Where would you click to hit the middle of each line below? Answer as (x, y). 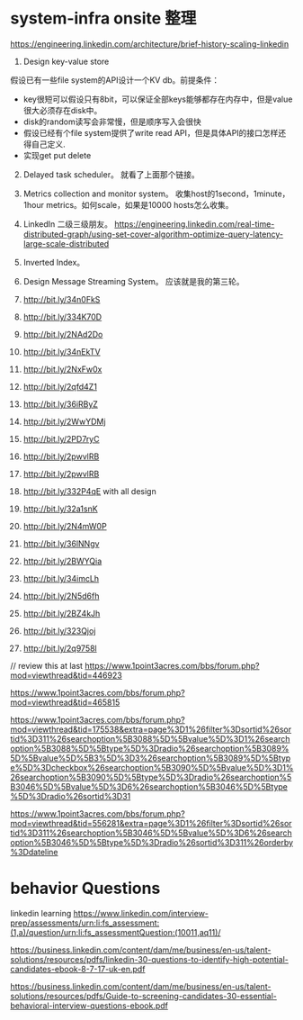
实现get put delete (57, 155)
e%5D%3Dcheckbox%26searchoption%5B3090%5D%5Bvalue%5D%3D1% (152, 767)
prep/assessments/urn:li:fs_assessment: (85, 923)
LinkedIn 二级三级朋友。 (68, 224)
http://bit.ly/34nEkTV (62, 351)
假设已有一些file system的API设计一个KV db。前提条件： (115, 80)
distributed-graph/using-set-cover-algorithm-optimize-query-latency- (153, 234)
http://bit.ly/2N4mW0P (65, 526)
